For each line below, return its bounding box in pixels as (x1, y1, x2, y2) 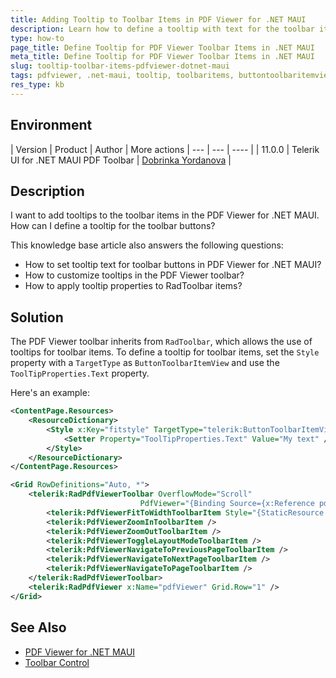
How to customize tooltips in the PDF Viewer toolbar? (24, 269, 245, 281)
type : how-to (10, 33, 65, 43)
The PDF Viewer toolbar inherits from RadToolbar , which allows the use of (10, 336, 313, 348)
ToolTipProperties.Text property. (10, 367, 150, 380)
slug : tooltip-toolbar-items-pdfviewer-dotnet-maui (10, 61, 230, 71)
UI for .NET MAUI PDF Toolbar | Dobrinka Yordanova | (10, 154, 232, 166)
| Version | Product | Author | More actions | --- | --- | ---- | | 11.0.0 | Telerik (10, 143, 320, 155)
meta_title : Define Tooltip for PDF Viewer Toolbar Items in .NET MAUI (10, 52, 315, 62)
